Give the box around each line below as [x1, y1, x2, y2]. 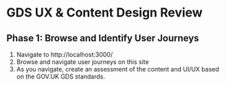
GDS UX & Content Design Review [6, 5, 203, 21]
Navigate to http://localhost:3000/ [16, 50, 113, 58]
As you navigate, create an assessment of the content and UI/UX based [16, 65, 219, 73]
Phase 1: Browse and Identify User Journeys [6, 32, 200, 44]
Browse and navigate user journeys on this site [16, 58, 149, 66]
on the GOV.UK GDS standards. [16, 72, 106, 80]
